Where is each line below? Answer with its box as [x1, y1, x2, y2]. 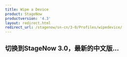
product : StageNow [5, 12, 42, 16]
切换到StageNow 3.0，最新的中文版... [5, 44, 119, 52]
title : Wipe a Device [5, 7, 49, 12]
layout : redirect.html [5, 20, 51, 26]
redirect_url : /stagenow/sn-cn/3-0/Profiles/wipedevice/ [5, 25, 123, 30]
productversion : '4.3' [5, 16, 51, 21]
